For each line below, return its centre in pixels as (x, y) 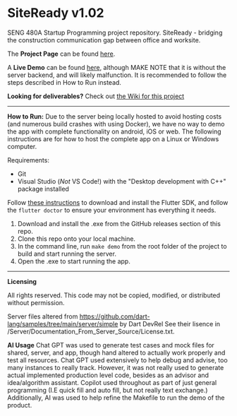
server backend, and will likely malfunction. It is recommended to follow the (117, 75)
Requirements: (28, 160)
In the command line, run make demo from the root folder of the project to (122, 246)
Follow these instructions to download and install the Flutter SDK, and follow (118, 202)
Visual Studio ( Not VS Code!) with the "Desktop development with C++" (122, 181)
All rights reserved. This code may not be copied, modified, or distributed (114, 295)
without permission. (36, 302)
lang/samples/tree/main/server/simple (63, 323)
